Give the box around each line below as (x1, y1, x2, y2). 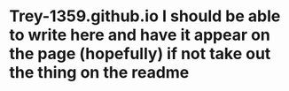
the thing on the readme (9, 63, 190, 83)
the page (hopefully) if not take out (9, 44, 271, 64)
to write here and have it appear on (9, 25, 270, 45)
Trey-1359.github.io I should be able (9, 6, 281, 27)
